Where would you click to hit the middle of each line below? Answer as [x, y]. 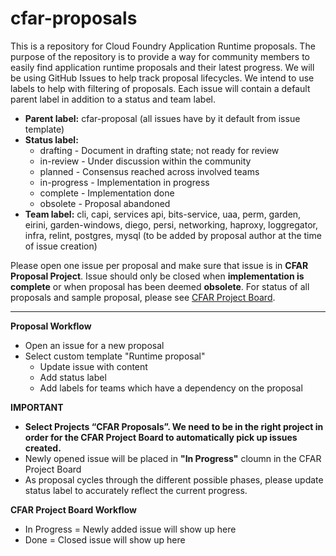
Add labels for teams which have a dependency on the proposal [171, 388]
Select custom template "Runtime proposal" [115, 356]
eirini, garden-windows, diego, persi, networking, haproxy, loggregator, [171, 224]
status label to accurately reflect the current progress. [136, 490]
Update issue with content [93, 366]
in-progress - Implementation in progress [124, 182]
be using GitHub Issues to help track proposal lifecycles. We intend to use [162, 78]
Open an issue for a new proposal [94, 345]
